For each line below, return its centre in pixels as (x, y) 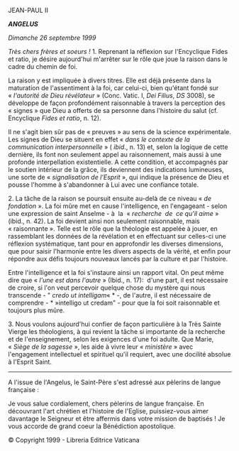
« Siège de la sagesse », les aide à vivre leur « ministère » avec (101, 347)
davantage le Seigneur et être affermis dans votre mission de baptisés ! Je (117, 419)
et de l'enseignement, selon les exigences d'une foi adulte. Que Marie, (111, 339)
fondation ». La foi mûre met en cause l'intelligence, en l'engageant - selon (118, 206)
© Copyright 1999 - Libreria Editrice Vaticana (74, 440)
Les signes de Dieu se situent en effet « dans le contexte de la (99, 139)
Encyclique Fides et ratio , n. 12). (55, 118)
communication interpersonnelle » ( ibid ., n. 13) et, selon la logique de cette (118, 147)
